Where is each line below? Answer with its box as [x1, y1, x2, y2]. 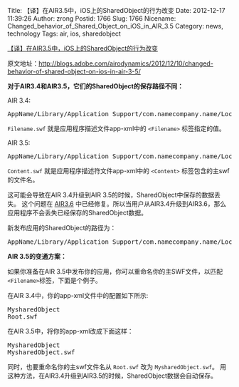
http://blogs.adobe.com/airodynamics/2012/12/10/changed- [38, 59, 213, 68]
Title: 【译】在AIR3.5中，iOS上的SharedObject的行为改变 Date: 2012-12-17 [7, 6, 225, 14]
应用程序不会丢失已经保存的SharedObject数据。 [7, 209, 148, 217]
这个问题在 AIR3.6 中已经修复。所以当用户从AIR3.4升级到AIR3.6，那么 [21, 200, 226, 208]
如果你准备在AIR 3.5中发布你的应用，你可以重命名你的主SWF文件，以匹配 [7, 267, 223, 276]
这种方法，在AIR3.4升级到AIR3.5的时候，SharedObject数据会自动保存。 [7, 371, 218, 380]
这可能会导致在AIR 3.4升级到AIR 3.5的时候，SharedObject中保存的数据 [7, 191, 215, 199]
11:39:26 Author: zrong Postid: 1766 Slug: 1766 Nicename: [7, 14, 176, 23]
